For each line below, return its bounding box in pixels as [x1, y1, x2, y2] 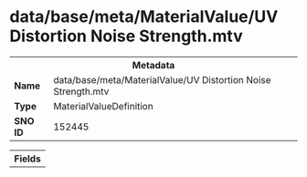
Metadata [132, 58, 175, 71]
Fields [14, 152, 41, 165]
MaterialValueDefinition [53, 99, 153, 112]
